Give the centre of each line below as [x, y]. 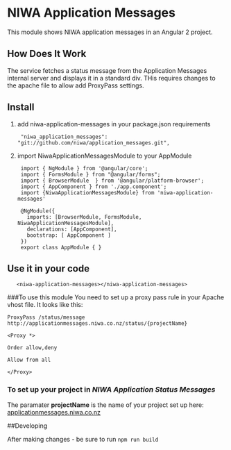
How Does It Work [47, 54]
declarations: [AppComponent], [72, 229]
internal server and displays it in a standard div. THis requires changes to [112, 78]
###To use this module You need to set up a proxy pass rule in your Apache [116, 297]
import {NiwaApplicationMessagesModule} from [87, 192]
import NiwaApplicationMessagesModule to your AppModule [104, 156]
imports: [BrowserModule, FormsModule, [84, 217]
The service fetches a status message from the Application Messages [107, 70]
